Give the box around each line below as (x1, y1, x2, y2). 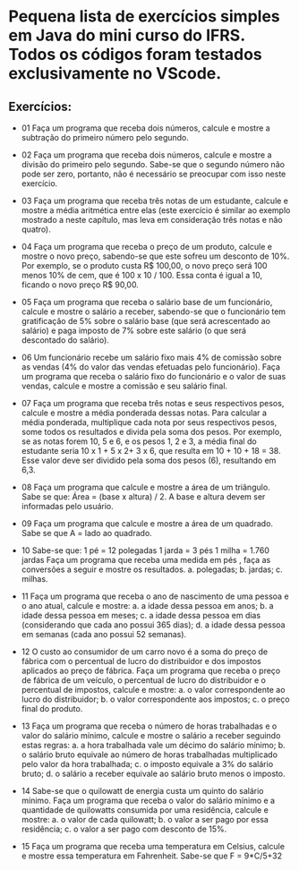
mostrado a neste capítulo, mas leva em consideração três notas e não (21, 215, 283, 225)
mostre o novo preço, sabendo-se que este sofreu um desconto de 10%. (21, 251, 290, 261)
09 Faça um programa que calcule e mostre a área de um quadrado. (21, 518, 274, 529)
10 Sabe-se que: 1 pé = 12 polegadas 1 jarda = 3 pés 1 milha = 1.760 (21, 545, 269, 556)
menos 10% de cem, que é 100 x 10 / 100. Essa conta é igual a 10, (21, 270, 263, 280)
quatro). (21, 224, 51, 235)
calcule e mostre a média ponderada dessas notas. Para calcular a (21, 407, 268, 418)
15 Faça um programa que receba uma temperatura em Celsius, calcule (21, 841, 286, 851)
